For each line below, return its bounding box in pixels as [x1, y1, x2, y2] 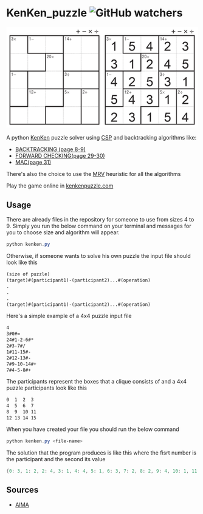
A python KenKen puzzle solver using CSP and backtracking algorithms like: [6, 134, 197, 141]
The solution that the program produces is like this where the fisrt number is [6, 449, 196, 456]
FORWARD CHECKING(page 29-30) [15, 152, 105, 160]
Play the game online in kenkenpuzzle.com [6, 182, 114, 189]
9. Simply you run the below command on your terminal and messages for [6, 222, 191, 230]
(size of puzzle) [6, 271, 50, 277]
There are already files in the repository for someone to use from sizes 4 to [6, 216, 194, 223]
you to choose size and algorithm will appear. [6, 229, 120, 236]
